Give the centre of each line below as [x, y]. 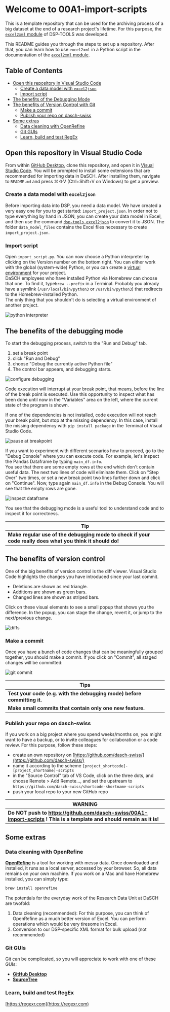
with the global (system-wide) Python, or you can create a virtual [73, 267]
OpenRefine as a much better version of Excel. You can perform [79, 918]
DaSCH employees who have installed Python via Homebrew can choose [81, 278]
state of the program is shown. [37, 405]
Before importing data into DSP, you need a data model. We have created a [83, 205]
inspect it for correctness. [32, 513]
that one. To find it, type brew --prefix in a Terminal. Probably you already [82, 284]
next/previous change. [29, 618]
